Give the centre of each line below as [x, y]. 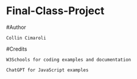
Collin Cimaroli [26, 38]
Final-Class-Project [55, 11]
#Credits [17, 49]
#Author [16, 27]
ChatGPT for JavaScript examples [47, 70]
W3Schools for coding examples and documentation [69, 60]
